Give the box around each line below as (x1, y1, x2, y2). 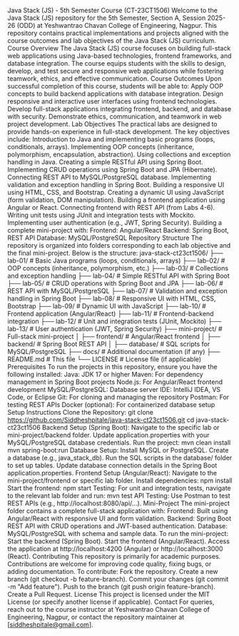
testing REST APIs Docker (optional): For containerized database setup (7, 400, 215, 409)
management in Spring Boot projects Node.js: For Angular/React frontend (7, 378, 223, 386)
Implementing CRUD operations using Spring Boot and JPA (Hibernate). (7, 166, 218, 173)
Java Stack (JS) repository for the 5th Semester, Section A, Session (7, 14, 206, 22)
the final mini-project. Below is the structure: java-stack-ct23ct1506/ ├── (7, 249, 223, 257)
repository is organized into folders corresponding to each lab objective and (7, 241, 231, 249)
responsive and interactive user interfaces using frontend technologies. (7, 97, 218, 106)
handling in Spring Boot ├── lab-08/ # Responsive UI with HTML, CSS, (7, 294, 216, 303)
